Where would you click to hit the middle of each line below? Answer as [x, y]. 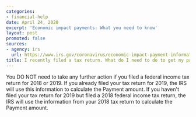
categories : [20, 11]
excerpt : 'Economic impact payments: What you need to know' [82, 28]
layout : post [22, 33]
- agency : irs [23, 49]
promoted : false [26, 38]
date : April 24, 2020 [32, 22]
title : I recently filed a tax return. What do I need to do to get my [95, 60]
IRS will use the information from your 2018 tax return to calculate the [90, 101]
